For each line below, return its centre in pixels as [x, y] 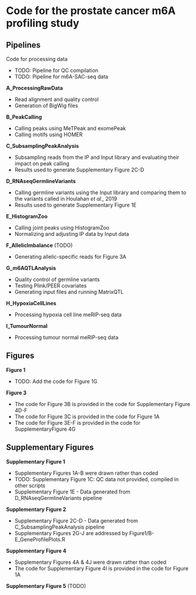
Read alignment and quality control [56, 99]
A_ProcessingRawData [35, 88]
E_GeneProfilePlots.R [40, 539]
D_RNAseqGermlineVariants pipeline [58, 498]
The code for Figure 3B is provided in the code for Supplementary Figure [102, 404]
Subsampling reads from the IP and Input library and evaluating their [97, 157]
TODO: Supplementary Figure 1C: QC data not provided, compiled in [97, 479]
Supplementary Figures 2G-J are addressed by [71, 533]
